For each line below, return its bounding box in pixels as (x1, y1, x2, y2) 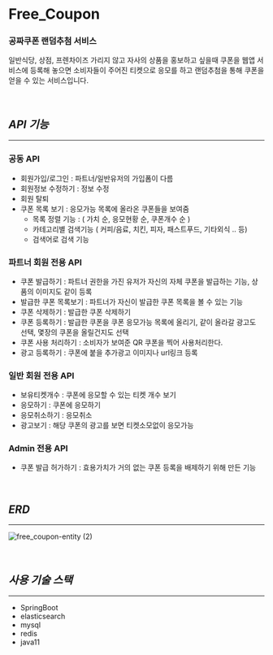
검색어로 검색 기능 (32, 234, 89, 244)
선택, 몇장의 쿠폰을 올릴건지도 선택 (19, 327, 129, 337)
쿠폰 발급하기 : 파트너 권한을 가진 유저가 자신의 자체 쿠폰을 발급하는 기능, (19, 276, 250, 286)
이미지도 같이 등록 (35, 286, 93, 297)
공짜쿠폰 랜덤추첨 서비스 (8, 36, 97, 47)
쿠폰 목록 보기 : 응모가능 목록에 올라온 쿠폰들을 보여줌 (19, 204, 189, 214)
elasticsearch (19, 611, 66, 622)
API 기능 (8, 117, 49, 131)
